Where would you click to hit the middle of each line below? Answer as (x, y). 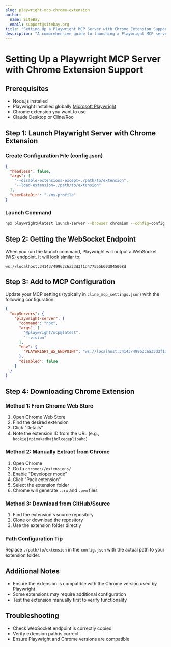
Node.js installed (30, 101)
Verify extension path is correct (46, 633)
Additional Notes (33, 571)
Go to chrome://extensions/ (42, 468)
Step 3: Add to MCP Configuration (60, 282)
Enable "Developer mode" (40, 474)
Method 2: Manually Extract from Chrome (58, 452)
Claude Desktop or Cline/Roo (43, 117)
